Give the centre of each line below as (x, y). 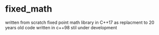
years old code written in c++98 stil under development (61, 27)
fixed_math (29, 9)
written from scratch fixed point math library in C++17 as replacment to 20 (80, 22)
